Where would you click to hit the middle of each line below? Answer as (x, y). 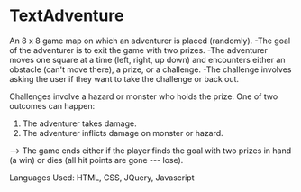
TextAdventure (67, 16)
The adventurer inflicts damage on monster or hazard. (123, 133)
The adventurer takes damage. (79, 123)
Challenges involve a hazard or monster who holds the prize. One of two (144, 96)
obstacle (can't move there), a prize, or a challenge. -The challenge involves (150, 69)
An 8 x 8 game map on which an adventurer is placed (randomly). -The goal (150, 41)
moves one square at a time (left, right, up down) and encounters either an (147, 59)
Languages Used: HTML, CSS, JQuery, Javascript (102, 178)
